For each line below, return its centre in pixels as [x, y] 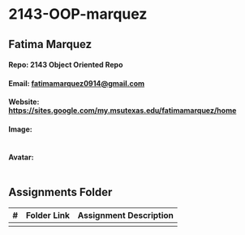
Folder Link [48, 215]
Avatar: [21, 157]
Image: [20, 129]
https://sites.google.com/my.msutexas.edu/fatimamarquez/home [122, 111]
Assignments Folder [60, 192]
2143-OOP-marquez [78, 14]
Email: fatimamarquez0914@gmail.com [77, 83]
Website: [24, 102]
